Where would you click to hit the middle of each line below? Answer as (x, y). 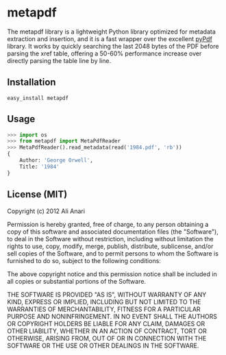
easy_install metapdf (38, 98)
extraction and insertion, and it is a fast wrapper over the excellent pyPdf (110, 38)
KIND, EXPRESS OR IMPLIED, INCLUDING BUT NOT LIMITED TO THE (104, 302)
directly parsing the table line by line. (59, 60)
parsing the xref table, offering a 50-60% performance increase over (104, 53)
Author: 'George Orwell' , (56, 160)
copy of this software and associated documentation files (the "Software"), (113, 232)
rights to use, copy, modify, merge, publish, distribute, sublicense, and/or (110, 246)
